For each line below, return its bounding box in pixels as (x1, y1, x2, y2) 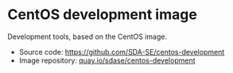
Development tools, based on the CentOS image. (7, 32, 168, 41)
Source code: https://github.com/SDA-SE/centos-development (18, 47, 225, 56)
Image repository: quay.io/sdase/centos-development (18, 56, 196, 65)
